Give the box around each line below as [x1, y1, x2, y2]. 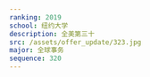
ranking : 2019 [9, 12, 62, 22]
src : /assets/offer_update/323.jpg [9, 37, 142, 47]
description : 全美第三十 [9, 29, 96, 38]
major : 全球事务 [9, 46, 64, 55]
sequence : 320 [9, 54, 62, 63]
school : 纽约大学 [9, 21, 69, 30]
